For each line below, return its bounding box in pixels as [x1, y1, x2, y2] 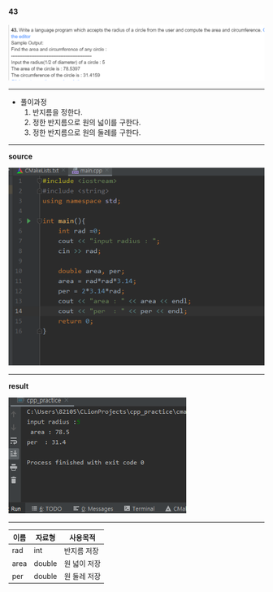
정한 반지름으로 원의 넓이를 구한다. [32, 117, 141, 127]
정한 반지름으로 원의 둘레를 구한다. [32, 127, 141, 137]
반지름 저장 [63, 546, 99, 555]
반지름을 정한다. [32, 107, 83, 117]
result [8, 381, 29, 391]
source [8, 151, 33, 161]
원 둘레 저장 [63, 572, 102, 581]
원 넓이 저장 [63, 559, 102, 568]
